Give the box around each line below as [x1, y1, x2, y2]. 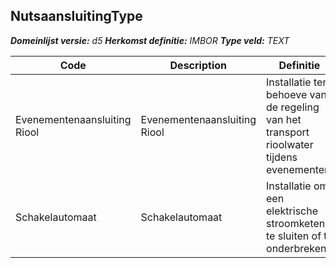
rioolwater [266, 137, 314, 151]
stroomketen [266, 216, 326, 230]
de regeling [266, 100, 320, 114]
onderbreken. [266, 241, 330, 255]
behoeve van [266, 87, 327, 101]
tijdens [266, 150, 298, 164]
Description [169, 58, 227, 72]
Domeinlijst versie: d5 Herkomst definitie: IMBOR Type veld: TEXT [10, 34, 290, 46]
